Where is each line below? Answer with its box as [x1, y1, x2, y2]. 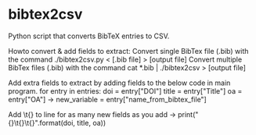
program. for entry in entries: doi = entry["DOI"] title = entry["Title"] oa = [8, 86, 243, 95]
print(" [177, 109, 199, 119]
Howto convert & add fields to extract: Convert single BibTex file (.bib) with [8, 46, 249, 55]
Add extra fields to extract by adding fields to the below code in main [8, 78, 231, 87]
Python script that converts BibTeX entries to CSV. [8, 31, 170, 41]
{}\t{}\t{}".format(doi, [8, 118, 76, 127]
